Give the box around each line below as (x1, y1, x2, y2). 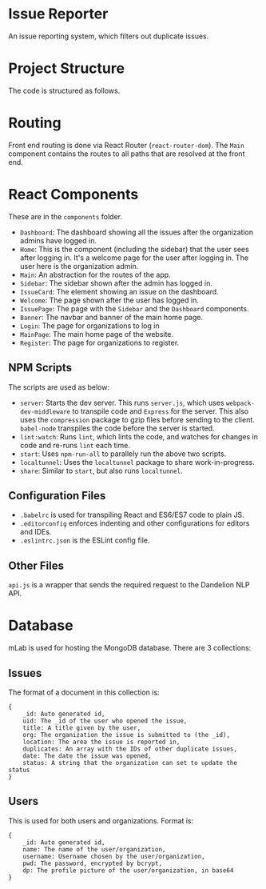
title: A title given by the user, (22, 723, 141, 732)
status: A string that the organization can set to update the (22, 759, 238, 767)
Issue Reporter (8, 5, 109, 23)
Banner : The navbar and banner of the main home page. (19, 312, 204, 322)
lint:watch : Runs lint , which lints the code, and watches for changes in (19, 431, 258, 441)
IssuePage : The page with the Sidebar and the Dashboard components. (19, 303, 249, 313)
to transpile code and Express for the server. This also (71, 406, 249, 416)
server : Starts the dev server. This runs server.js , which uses (19, 398, 225, 407)
